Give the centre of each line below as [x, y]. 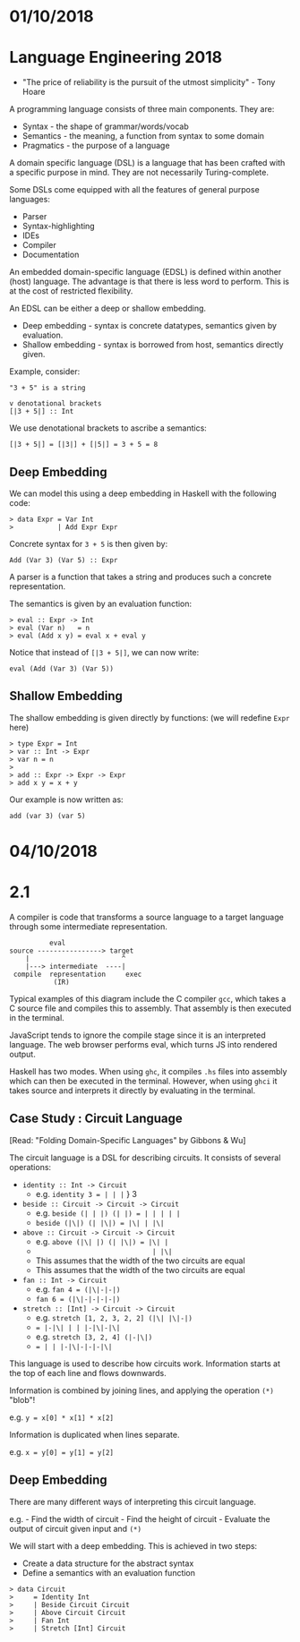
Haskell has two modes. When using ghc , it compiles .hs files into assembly [148, 1071]
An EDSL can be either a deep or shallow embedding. [108, 308]
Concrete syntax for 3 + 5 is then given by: [89, 543]
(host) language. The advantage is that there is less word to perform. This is [149, 282]
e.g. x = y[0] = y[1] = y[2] [62, 1451]
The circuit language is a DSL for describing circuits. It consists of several [145, 1158]
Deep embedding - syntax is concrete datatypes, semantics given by [150, 326]
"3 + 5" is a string [48, 388]
